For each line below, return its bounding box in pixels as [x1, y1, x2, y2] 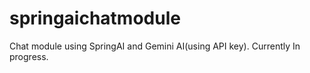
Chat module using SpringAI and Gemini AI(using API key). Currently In [9, 40, 301, 52]
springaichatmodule [9, 7, 181, 30]
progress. [9, 50, 49, 62]
